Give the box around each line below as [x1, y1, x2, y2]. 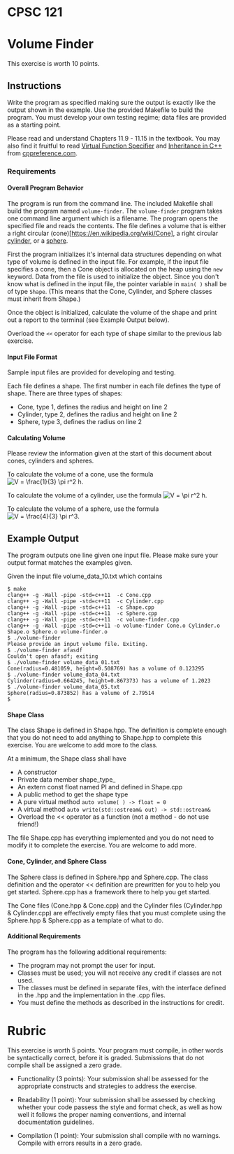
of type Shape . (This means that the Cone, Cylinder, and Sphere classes [7, 288, 212, 296]
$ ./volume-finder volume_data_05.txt [7, 684, 120, 691]
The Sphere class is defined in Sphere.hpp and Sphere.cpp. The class [7, 873, 209, 881]
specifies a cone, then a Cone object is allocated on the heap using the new [7, 265, 223, 274]
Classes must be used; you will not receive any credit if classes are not [17, 969, 222, 977]
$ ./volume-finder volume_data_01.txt [7, 659, 120, 666]
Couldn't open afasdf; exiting [7, 653, 98, 660]
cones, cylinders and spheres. [7, 456, 94, 465]
